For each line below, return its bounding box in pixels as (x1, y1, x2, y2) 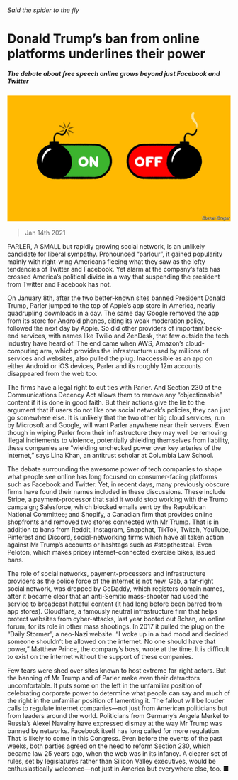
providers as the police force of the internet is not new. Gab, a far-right (7, 577, 214, 586)
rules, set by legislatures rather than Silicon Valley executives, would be (7, 757, 216, 766)
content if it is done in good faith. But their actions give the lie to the (7, 398, 205, 407)
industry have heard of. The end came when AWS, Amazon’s (7, 339, 184, 348)
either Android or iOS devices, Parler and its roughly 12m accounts (7, 362, 202, 370)
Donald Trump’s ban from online (7, 31, 200, 46)
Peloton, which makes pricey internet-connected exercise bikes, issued (7, 548, 216, 557)
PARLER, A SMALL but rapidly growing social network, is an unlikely (7, 242, 205, 251)
